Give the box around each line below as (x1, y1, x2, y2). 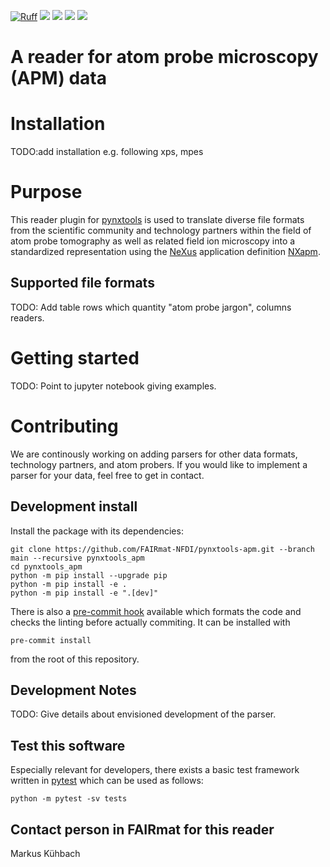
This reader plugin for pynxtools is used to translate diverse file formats (10, 214, 305, 226)
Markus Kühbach (10, 848, 81, 859)
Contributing (10, 415, 119, 437)
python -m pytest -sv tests (10, 794, 128, 804)
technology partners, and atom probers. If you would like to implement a (10, 458, 308, 470)
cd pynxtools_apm (10, 561, 83, 572)
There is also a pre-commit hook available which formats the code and (10, 605, 302, 617)
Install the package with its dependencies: (10, 525, 184, 537)
